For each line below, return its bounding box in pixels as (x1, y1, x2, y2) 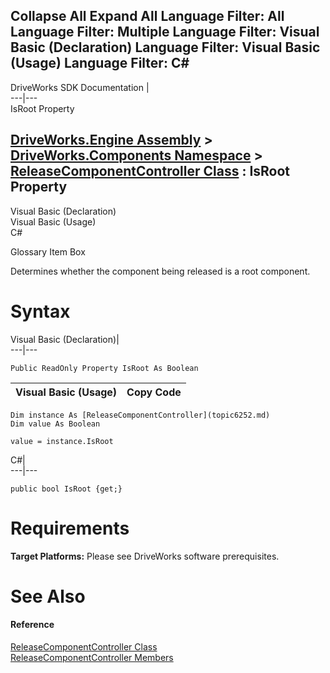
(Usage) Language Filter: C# (10, 55, 190, 72)
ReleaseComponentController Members (10, 651, 174, 663)
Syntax (10, 300, 71, 323)
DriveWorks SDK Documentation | (10, 81, 150, 93)
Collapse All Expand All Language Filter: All (10, 8, 285, 25)
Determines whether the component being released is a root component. (10, 265, 311, 277)
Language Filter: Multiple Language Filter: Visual (10, 24, 320, 41)
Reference (10, 619, 55, 631)
